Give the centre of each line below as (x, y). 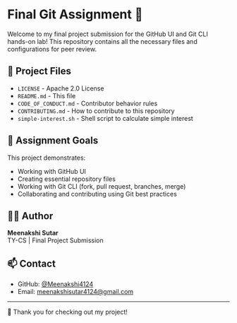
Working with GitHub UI (52, 171)
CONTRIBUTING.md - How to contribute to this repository (96, 111)
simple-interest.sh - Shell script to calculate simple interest (105, 118)
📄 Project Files (39, 71)
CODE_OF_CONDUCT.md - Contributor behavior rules (87, 103)
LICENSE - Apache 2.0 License (61, 88)
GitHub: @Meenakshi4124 (55, 284)
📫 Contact (32, 263)
